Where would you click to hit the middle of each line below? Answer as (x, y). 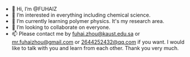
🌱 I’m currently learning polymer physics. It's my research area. (88, 21)
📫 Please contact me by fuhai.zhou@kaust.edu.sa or (76, 34)
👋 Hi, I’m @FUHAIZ (34, 9)
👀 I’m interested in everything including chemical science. (81, 15)
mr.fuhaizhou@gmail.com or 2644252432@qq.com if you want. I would (98, 42)
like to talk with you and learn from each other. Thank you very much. (95, 48)
